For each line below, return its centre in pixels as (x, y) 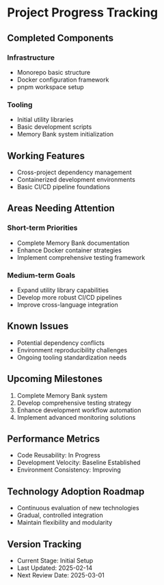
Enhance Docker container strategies (69, 250)
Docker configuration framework (63, 80)
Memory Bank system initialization (65, 134)
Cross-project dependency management (74, 172)
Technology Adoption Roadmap (76, 491)
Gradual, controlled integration (60, 515)
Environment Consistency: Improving (69, 470)
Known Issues (38, 326)
